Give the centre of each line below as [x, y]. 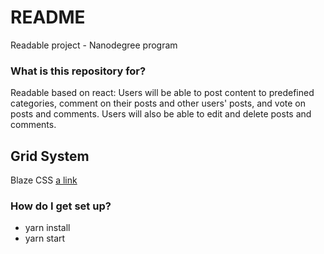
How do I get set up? [61, 206]
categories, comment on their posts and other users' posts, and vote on [158, 103]
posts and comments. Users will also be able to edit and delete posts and [161, 114]
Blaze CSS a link [44, 180]
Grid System [50, 156]
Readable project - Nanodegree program [94, 45]
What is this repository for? [78, 71]
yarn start [45, 238]
